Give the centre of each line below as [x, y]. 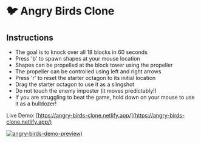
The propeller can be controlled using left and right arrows [88, 71]
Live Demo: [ [22, 115]
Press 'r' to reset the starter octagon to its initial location [85, 78]
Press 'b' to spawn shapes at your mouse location [78, 58]
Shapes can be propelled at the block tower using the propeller [94, 65]
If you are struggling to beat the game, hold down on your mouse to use [105, 97]
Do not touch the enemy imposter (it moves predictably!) [86, 91]
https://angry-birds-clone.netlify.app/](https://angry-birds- [111, 115]
